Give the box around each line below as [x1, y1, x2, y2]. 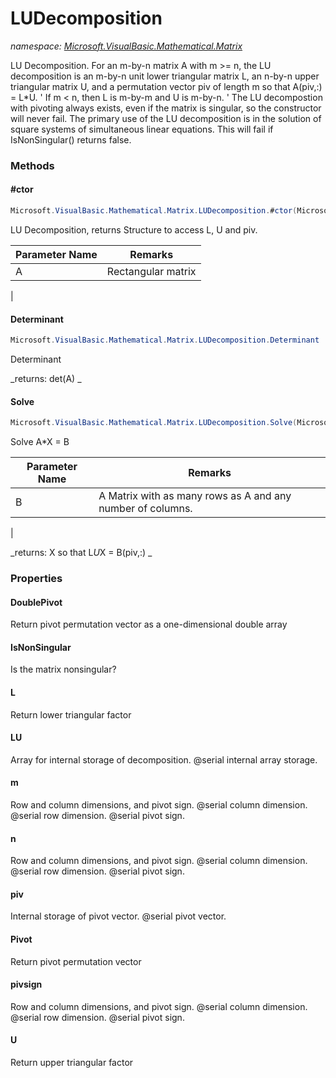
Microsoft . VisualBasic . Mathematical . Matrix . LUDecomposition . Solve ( [10, 418, 298, 428]
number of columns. [98, 502, 193, 516]
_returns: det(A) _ [10, 373, 82, 385]
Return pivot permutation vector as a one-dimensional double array [10, 618, 288, 631]
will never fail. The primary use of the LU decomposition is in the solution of [10, 112, 322, 124]
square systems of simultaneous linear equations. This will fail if [10, 123, 274, 135]
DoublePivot [10, 596, 63, 608]
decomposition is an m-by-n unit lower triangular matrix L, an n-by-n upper [10, 70, 320, 82]
